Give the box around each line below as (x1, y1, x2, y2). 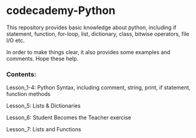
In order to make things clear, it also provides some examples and (6, 48, 171, 55)
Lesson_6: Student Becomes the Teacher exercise (6, 114, 132, 122)
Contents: (6, 70, 36, 78)
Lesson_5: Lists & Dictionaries (6, 102, 81, 109)
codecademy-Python (6, 4, 116, 18)
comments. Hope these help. (6, 55, 79, 62)
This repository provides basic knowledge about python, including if (6, 24, 177, 31)
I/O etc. (6, 36, 25, 44)
